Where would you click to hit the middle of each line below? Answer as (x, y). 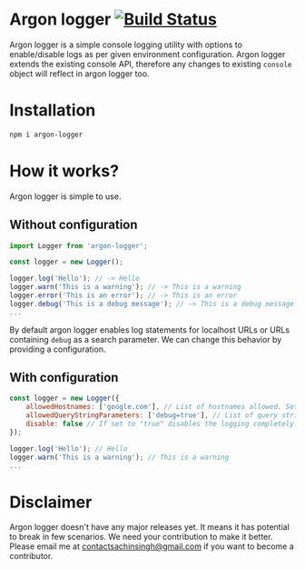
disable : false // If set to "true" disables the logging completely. (162, 424)
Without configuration (74, 225)
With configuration (64, 378)
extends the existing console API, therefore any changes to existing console (151, 64)
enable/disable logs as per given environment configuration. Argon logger (148, 54)
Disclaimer (51, 502)
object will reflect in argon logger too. (79, 74)
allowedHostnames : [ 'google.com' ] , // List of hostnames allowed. (154, 407)
